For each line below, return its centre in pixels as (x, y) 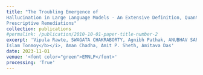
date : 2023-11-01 (28, 51)
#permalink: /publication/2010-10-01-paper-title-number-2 (82, 34)
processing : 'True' (31, 62)
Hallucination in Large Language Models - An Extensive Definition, (94, 18)
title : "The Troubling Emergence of (52, 12)
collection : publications (39, 29)
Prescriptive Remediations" (42, 23)
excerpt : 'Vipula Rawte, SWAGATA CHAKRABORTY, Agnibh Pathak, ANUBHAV (97, 40)
